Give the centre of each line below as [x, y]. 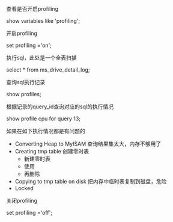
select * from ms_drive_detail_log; [48, 70]
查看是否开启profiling [32, 9]
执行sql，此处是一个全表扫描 [41, 58]
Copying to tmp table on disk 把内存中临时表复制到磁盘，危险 [91, 181]
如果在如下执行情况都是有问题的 [46, 131]
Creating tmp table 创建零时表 [52, 151]
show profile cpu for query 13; [44, 119]
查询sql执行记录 [26, 82]
